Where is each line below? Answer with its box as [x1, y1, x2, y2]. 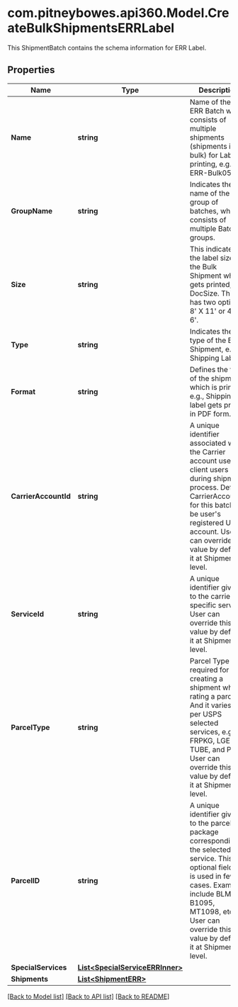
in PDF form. [189, 409, 232, 419]
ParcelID [11, 875, 40, 885]
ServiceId [11, 609, 45, 619]
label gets [189, 400, 222, 410]
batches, [189, 206, 219, 215]
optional [189, 862, 217, 872]
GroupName [11, 206, 53, 215]
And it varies [189, 700, 232, 710]
